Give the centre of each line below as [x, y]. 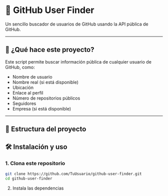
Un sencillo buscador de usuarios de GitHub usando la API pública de [77, 24]
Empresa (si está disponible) [42, 108]
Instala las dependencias [38, 188]
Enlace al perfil [28, 92]
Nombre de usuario [32, 76]
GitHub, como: [20, 67]
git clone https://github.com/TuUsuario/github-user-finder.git [73, 174]
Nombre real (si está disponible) [45, 82]
